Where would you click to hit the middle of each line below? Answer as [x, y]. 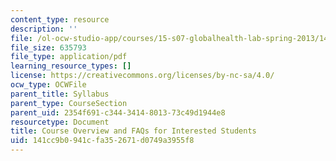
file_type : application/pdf [69, 57]
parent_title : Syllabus [60, 94]
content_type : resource [60, 19]
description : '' [44, 29]
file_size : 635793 [48, 47]
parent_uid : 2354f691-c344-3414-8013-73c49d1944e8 [118, 112]
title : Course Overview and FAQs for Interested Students [133, 131]
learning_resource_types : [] [71, 66]
